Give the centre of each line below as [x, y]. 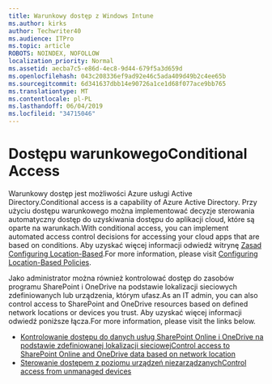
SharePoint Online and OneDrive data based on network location [128, 354]
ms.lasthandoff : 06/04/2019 [56, 106]
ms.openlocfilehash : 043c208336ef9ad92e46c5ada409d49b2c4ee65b [117, 76]
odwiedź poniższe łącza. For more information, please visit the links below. [132, 321]
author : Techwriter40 [45, 31]
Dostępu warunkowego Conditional [128, 154]
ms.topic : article [39, 46]
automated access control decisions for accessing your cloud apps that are [134, 237]
